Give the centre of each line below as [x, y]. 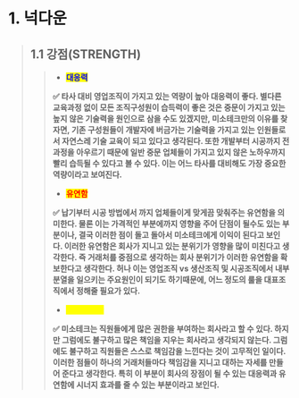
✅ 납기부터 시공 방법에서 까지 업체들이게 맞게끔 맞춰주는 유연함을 [164, 212]
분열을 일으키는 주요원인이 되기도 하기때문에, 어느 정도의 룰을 [157, 279]
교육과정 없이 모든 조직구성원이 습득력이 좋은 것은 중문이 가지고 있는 [169, 107]
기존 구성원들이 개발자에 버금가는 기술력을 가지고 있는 [163, 130]
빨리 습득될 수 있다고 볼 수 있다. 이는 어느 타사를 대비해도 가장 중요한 [169, 163]
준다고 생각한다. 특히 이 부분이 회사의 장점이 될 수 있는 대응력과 [169, 373]
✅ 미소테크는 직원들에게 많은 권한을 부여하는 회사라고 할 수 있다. [162, 329]
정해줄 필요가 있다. [108, 291]
